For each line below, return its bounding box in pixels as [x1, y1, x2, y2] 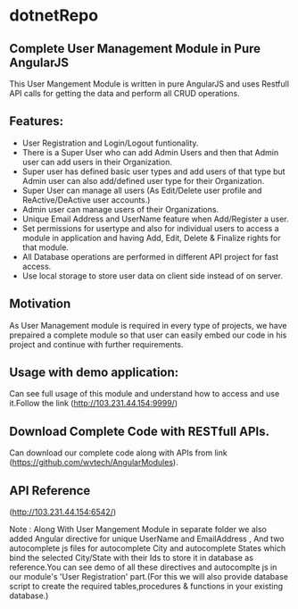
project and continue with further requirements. [9, 338, 185, 349]
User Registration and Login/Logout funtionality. [21, 138, 199, 148]
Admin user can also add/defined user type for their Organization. [21, 175, 265, 186]
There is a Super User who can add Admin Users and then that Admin [21, 146, 279, 157]
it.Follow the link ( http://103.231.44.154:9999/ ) [9, 398, 178, 409]
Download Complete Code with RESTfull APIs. [9, 423, 270, 438]
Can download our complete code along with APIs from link [9, 447, 228, 458]
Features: [9, 113, 64, 129]
